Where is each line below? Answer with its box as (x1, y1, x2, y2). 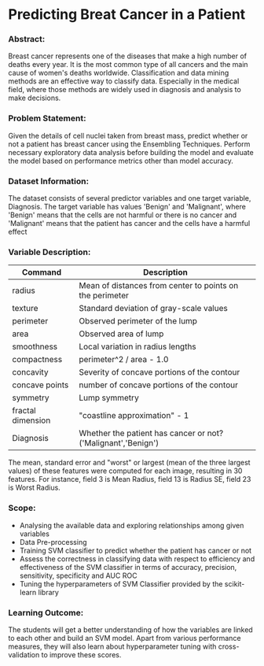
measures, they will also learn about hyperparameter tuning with (8, 642, 217, 651)
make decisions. (8, 93, 61, 103)
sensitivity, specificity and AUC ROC (19, 571, 137, 580)
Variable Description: (8, 246, 91, 257)
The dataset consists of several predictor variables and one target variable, (8, 194, 251, 203)
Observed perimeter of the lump (78, 316, 198, 327)
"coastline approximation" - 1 (78, 410, 189, 421)
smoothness (12, 341, 58, 352)
